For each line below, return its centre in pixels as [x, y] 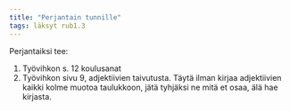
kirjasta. [37, 96]
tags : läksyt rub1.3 [48, 26]
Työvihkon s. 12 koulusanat [72, 68]
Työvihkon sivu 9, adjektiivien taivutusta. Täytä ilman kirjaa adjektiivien [152, 77]
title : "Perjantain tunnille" [66, 17]
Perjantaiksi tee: [39, 51]
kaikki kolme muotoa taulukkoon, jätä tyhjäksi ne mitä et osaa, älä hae [150, 87]
